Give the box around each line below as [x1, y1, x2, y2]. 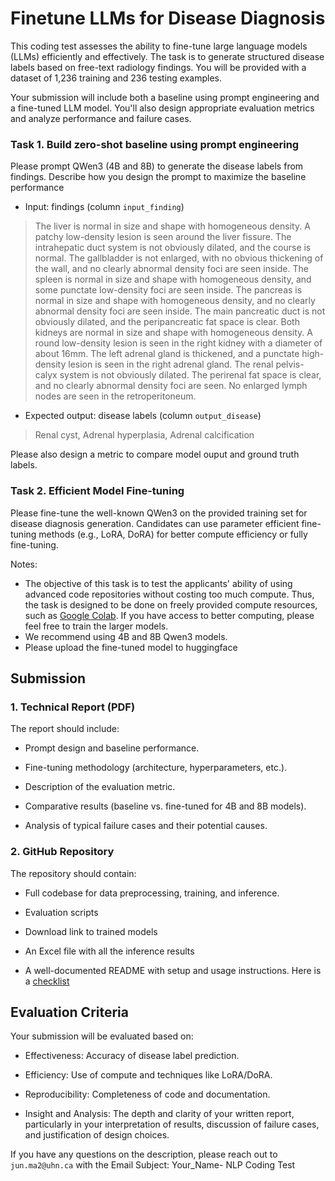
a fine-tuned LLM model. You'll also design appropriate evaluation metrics [10, 102, 315, 114]
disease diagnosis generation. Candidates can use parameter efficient [10, 517, 300, 529]
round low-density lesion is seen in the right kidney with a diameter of [34, 337, 323, 349]
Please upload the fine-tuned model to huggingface [24, 641, 238, 653]
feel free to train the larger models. [24, 620, 169, 632]
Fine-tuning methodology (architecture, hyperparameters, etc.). [24, 762, 288, 774]
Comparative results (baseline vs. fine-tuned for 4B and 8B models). [24, 800, 307, 812]
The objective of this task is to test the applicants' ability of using [24, 577, 293, 589]
